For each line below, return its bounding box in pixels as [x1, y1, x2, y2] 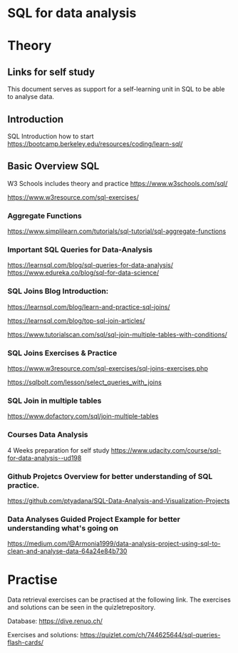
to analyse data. [7, 93, 55, 101]
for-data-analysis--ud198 [7, 453, 82, 462]
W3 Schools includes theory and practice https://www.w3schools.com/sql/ [7, 179, 228, 187]
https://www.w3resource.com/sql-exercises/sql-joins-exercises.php [7, 364, 208, 372]
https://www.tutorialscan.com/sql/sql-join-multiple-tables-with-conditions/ [7, 330, 228, 339]
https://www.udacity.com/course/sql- [110, 446, 222, 454]
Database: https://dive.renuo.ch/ [7, 617, 103, 625]
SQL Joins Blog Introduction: [7, 287, 109, 297]
